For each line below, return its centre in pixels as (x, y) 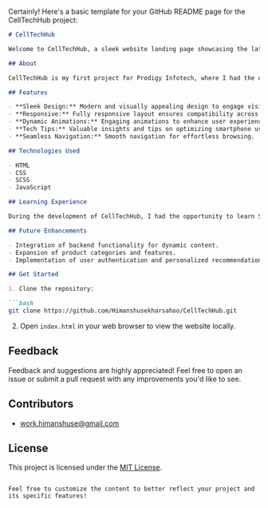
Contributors (41, 404)
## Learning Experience (48, 202)
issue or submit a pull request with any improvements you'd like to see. (125, 379)
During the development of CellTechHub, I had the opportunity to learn (132, 216)
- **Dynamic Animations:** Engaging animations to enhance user (117, 122)
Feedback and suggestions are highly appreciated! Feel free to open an (126, 370)
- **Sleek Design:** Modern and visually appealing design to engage (126, 107)
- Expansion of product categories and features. (93, 252)
